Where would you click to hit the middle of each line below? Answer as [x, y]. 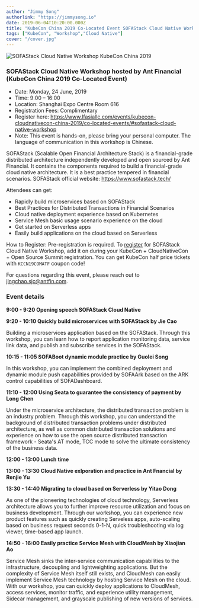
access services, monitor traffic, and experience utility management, [90, 592]
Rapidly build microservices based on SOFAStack [75, 201]
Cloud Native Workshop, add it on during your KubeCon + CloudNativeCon [97, 251]
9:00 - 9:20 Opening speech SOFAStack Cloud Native [73, 309]
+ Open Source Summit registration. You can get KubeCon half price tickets [98, 257]
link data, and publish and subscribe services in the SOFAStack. [84, 345]
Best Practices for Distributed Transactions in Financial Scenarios [94, 208]
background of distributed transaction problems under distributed [86, 423]
